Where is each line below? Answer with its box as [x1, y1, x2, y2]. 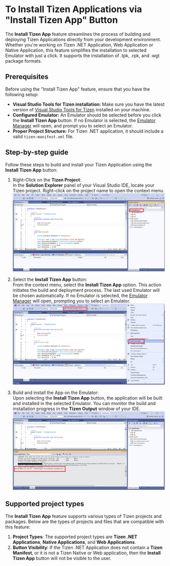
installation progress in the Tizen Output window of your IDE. [12, 406, 141, 412]
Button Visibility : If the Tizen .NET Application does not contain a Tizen [12, 544, 163, 550]
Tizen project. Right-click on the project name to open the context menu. [12, 187, 164, 193]
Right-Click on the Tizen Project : [12, 177, 81, 183]
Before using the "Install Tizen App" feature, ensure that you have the [5, 86, 150, 92]
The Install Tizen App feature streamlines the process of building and [5, 31, 151, 37]
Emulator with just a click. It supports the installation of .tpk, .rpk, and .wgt [5, 52, 160, 59]
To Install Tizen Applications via [5, 4, 143, 15]
